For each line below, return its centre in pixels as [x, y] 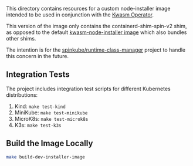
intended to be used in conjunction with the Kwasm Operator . [80, 15]
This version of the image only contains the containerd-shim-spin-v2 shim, [97, 26]
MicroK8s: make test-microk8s [51, 118]
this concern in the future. [38, 56]
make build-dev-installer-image [45, 157]
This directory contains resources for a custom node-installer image [88, 9]
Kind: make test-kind [40, 106]
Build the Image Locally [50, 143]
